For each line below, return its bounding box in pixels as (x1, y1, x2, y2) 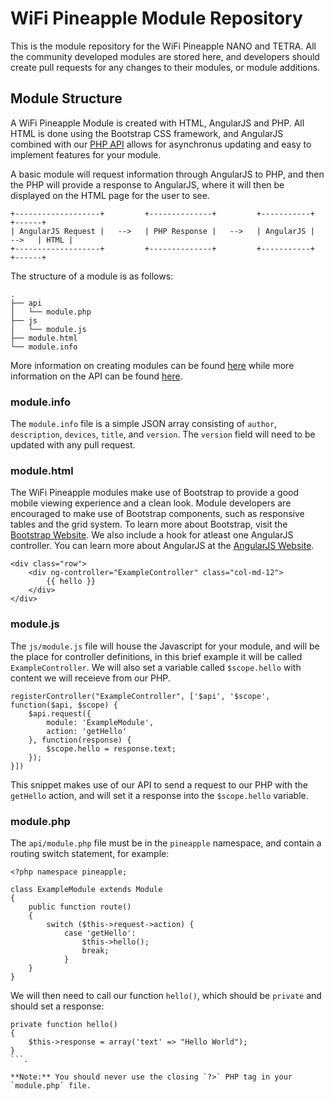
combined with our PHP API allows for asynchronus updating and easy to (10, 138, 312, 150)
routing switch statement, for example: (10, 847, 170, 859)
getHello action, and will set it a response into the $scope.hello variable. (10, 789, 309, 801)
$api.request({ (28, 708, 92, 719)
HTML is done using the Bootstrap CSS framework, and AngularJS (10, 127, 284, 139)
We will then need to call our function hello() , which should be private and (10, 989, 322, 1001)
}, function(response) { (28, 735, 132, 745)
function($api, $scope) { (10, 700, 118, 710)
